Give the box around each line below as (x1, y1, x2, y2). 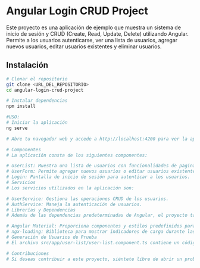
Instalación (6, 60, 49, 70)
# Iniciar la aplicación (6, 120, 68, 126)
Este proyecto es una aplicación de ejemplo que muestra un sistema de (6, 24, 182, 31)
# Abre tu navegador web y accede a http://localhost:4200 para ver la (6, 136, 187, 142)
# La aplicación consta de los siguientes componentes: (6, 152, 148, 158)
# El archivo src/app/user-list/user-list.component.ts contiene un (6, 239, 180, 245)
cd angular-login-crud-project (6, 87, 84, 93)
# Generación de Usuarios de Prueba (6, 234, 97, 240)
